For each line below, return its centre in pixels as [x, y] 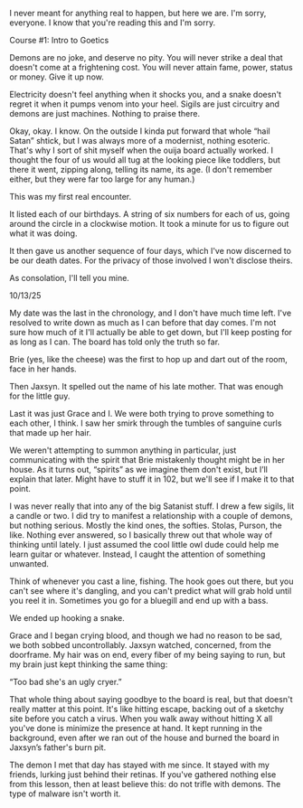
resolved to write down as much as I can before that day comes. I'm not [143, 323]
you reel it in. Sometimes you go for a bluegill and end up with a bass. [139, 601]
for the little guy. [40, 396]
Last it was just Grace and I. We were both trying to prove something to [142, 413]
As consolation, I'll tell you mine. [69, 278]
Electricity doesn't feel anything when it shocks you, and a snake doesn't [146, 94]
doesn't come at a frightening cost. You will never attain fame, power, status [151, 67]
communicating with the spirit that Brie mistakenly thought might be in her [147, 460]
